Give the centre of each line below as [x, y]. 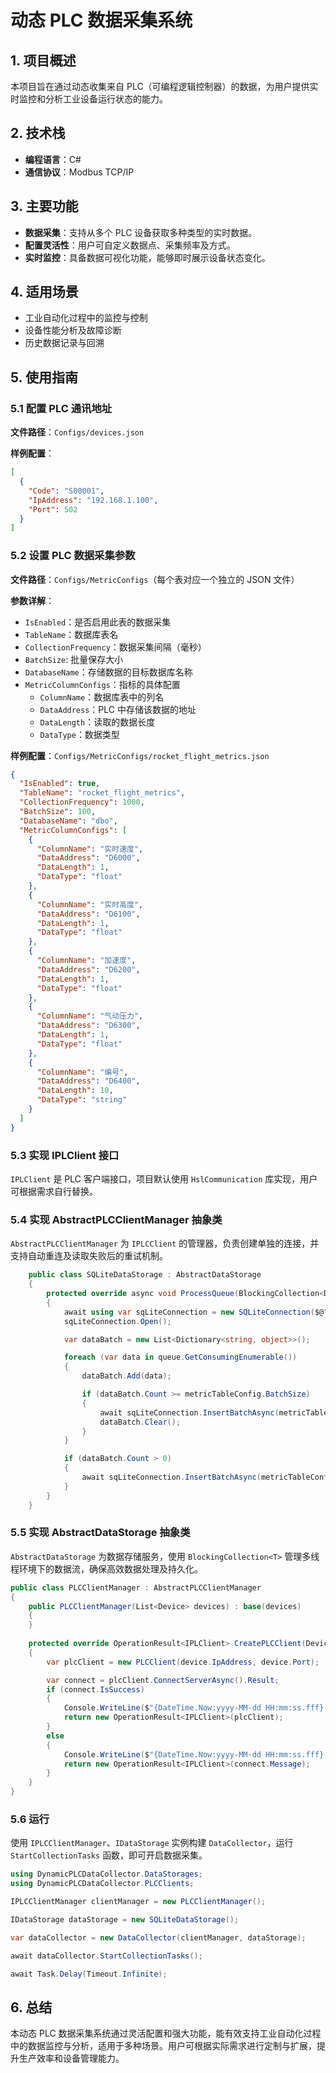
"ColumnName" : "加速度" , [86, 961]
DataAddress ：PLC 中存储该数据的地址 [118, 709]
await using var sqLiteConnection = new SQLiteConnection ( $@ [194, 1312]
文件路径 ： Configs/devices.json [77, 432]
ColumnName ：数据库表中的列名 [102, 697]
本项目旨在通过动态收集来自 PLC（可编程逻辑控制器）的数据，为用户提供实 [164, 86]
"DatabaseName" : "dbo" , [68, 821]
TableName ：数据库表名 [71, 634]
